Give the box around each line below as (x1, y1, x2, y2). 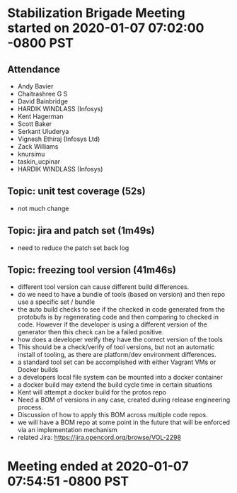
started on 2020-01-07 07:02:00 (7, 20, 204, 36)
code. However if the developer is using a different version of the (17, 320, 207, 329)
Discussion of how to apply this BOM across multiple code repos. (17, 411, 208, 419)
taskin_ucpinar (17, 157, 61, 166)
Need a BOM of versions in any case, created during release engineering (17, 395, 231, 404)
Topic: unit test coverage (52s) (7, 186, 146, 198)
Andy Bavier (17, 82, 54, 90)
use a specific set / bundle (17, 297, 96, 306)
